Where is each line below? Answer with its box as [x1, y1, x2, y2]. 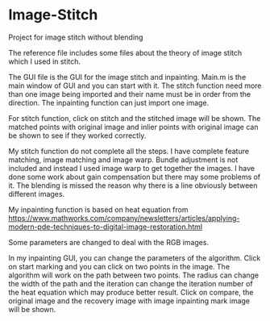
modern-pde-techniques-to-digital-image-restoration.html [8, 222, 203, 231]
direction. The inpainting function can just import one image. [8, 98, 210, 107]
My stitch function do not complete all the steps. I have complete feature [8, 146, 250, 156]
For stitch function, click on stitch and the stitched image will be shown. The [8, 113, 261, 123]
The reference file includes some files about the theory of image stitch [8, 48, 243, 57]
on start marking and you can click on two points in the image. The [8, 261, 231, 271]
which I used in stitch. [8, 56, 81, 66]
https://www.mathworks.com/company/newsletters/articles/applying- [8, 213, 240, 223]
